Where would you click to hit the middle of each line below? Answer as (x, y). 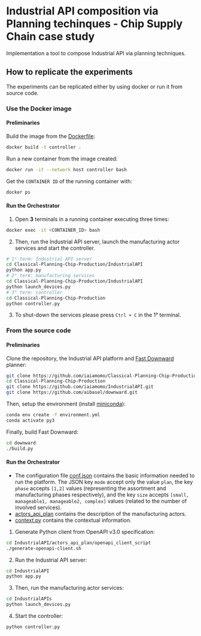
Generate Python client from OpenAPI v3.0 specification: (85, 532)
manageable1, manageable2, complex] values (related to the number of (101, 501)
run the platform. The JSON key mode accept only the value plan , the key (104, 482)
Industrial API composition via (82, 11)
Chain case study (51, 37)
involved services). (38, 507)
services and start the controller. (55, 248)
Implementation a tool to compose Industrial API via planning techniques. (96, 53)
